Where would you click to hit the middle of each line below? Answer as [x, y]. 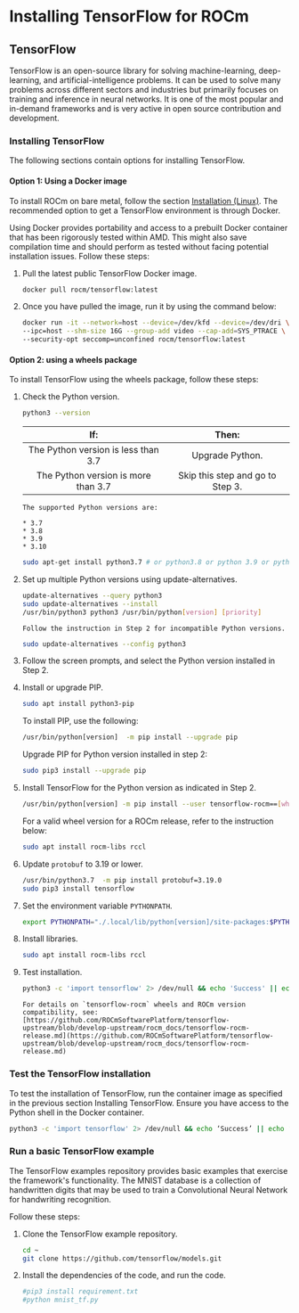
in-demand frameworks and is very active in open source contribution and [145, 108]
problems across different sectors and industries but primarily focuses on [144, 90]
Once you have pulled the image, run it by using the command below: [149, 307]
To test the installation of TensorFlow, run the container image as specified [146, 1093]
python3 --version [56, 413]
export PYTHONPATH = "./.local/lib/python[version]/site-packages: [145, 922]
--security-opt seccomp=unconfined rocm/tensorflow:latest [134, 340]
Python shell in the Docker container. [77, 1112]
